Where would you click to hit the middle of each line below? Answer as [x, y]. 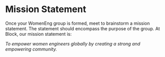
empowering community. [31, 49]
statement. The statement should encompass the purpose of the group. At [83, 28]
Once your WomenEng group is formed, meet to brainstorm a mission [78, 23]
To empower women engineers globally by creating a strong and [73, 43]
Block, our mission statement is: [38, 34]
